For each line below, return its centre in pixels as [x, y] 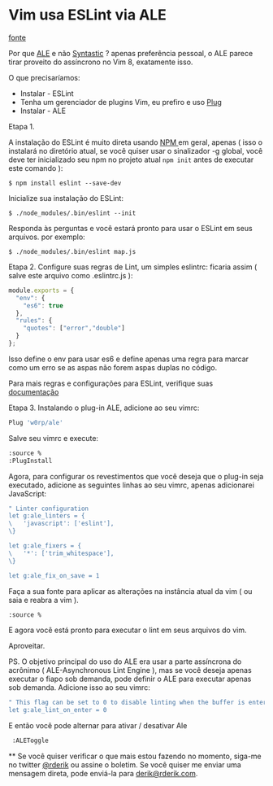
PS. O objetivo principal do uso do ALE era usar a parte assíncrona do [125, 662]
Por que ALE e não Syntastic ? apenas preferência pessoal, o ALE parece [131, 53]
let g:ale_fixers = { [45, 546]
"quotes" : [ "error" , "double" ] [74, 328]
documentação [34, 391]
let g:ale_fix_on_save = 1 [54, 575]
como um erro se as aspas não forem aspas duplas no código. [113, 367]
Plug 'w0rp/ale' [36, 422]
